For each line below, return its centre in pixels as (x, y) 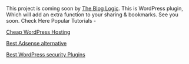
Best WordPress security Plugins (46, 54)
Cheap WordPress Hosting (38, 32)
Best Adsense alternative (37, 43)
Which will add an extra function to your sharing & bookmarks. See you (92, 15)
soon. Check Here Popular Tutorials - (51, 21)
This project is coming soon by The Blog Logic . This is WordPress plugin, (95, 8)
